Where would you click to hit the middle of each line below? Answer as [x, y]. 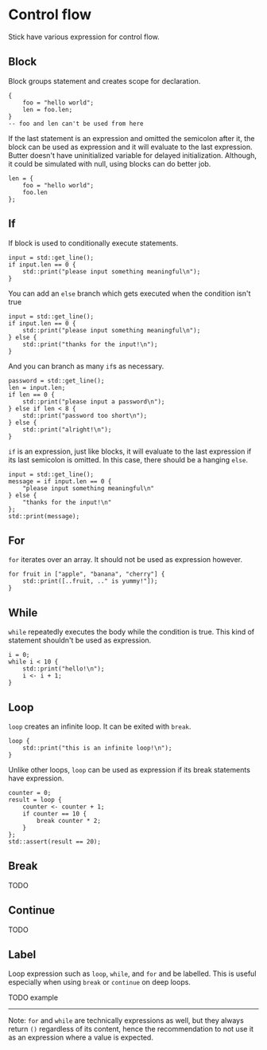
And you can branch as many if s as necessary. [86, 366]
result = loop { [35, 800]
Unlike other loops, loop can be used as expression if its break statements [129, 770]
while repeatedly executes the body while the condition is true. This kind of [132, 632]
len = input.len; [37, 387]
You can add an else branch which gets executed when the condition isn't [130, 293]
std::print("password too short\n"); [85, 415]
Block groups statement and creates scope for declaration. [104, 81]
